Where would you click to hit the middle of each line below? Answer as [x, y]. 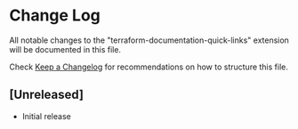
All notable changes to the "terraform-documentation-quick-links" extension [149, 40]
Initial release [46, 116]
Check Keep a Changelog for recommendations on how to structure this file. [149, 67]
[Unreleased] [47, 95]
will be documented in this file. [65, 49]
